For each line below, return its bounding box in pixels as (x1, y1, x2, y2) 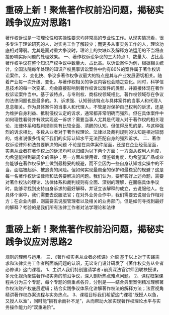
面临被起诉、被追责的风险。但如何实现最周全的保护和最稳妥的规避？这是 (14, 166, 164, 172)
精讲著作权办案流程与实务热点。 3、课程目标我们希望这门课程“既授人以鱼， (5, 291, 161, 297)
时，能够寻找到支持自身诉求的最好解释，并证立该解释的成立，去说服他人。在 (5, 185, 164, 191)
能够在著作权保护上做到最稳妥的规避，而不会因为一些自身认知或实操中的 (9, 160, 159, 166)
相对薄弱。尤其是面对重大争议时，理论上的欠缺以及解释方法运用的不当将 (9, 47, 159, 53)
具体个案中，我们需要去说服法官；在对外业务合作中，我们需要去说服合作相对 (5, 191, 164, 197)
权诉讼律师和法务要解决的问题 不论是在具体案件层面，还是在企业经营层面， (5, 141, 161, 147)
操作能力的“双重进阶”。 (9, 304, 58, 310)
